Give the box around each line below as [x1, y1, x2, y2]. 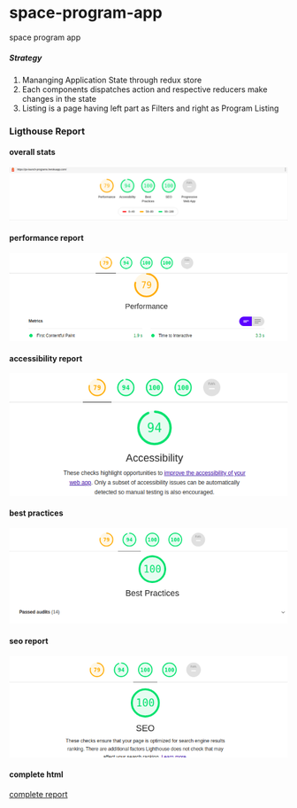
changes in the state [21, 93, 97, 104]
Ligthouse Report [9, 125, 86, 137]
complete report [9, 789, 68, 800]
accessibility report [9, 353, 83, 363]
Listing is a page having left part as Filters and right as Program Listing [21, 103, 279, 113]
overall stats [9, 147, 56, 158]
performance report [9, 233, 84, 244]
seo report [9, 636, 49, 647]
